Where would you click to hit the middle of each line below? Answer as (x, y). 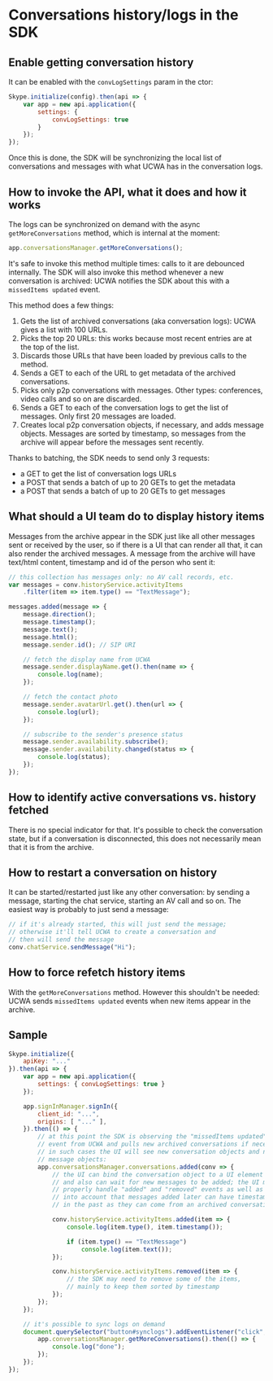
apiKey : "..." (47, 1061)
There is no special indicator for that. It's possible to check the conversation (136, 830)
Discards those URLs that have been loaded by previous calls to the (133, 355)
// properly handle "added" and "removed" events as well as (158, 1190)
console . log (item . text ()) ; (127, 1249)
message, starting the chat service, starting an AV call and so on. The (125, 901)
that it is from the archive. (51, 847)
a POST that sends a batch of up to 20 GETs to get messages (123, 491)
